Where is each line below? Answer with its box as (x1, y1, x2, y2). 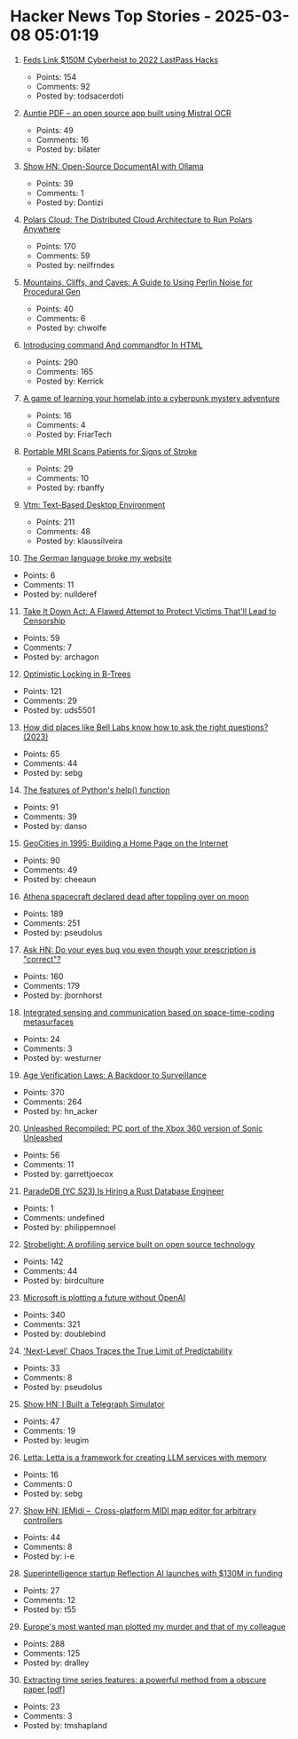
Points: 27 (22, 1585, 60, 1595)
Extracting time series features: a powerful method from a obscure (22, 1674, 267, 1685)
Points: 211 (35, 517, 75, 527)
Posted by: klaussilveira (35, 535, 123, 546)
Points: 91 (22, 802, 59, 812)
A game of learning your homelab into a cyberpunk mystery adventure (22, 392, 280, 403)
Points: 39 (35, 178, 74, 188)
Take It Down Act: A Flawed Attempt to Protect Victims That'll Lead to (22, 605, 277, 616)
